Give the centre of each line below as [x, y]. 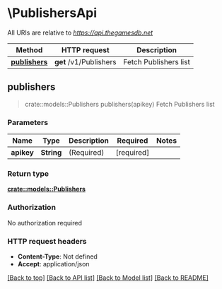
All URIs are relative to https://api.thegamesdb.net [80, 33]
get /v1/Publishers [85, 61]
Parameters [28, 122]
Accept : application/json [53, 264]
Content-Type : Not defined [57, 256]
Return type [28, 173]
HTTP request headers [47, 241]
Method [29, 49]
